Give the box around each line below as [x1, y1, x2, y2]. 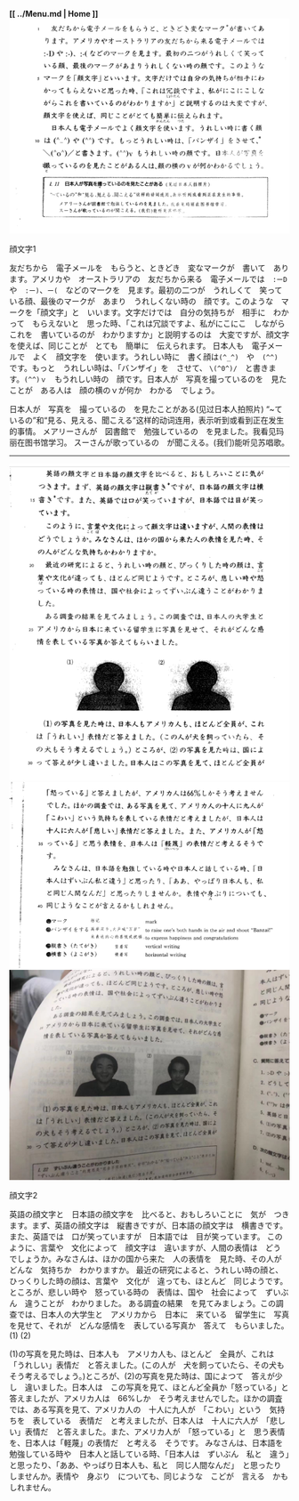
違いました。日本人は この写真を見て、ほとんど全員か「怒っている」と [24, 1382, 289, 1392]
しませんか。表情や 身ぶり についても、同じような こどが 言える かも [9, 1471, 289, 1481]
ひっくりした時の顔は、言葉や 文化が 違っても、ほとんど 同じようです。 [9, 1275, 288, 1286]
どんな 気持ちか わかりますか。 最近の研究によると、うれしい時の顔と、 [9, 1264, 284, 1275]
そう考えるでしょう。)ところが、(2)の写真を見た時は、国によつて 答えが [9, 1370, 276, 1381]
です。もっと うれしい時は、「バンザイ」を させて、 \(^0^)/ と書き [9, 362, 269, 373]
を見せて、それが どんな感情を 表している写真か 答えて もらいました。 [9, 1319, 289, 1330]
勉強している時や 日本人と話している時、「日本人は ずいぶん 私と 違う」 [9, 1449, 290, 1459]
